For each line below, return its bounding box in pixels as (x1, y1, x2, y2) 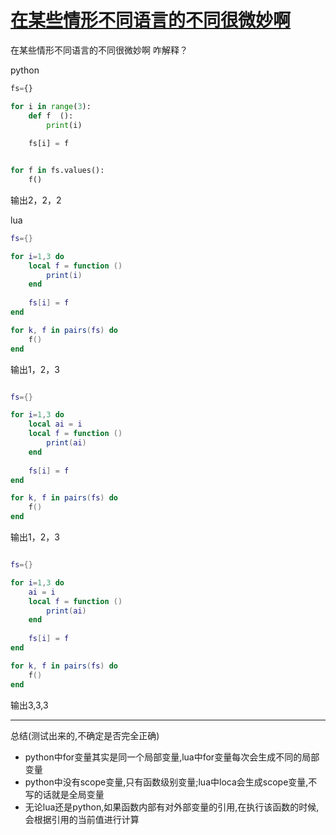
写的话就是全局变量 (24, 788, 105, 800)
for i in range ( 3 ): (10, 101, 92, 111)
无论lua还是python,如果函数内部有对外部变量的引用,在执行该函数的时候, (24, 801, 320, 813)
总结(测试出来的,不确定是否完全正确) (10, 729, 160, 741)
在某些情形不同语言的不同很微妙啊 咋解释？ (10, 44, 188, 56)
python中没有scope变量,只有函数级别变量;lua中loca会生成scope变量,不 (24, 776, 318, 788)
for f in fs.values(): (10, 166, 105, 176)
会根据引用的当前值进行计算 (24, 813, 140, 825)
